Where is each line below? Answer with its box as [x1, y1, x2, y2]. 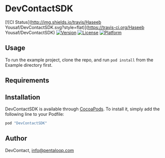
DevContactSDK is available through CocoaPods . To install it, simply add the [5, 106, 160, 112]
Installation [5, 93, 40, 101]
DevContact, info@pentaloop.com [5, 147, 74, 153]
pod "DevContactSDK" [5, 121, 48, 126]
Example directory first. [5, 62, 53, 68]
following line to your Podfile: [5, 111, 65, 117]
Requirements [5, 77, 49, 85]
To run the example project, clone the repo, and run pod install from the [5, 57, 154, 63]
